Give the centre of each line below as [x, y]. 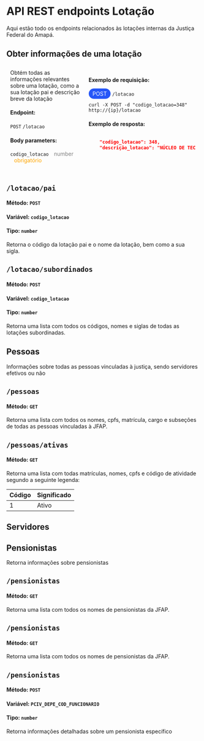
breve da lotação [32, 99]
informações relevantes [40, 79]
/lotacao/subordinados [50, 269]
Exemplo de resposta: [117, 124]
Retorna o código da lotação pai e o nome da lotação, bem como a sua [96, 244]
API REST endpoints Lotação [81, 11]
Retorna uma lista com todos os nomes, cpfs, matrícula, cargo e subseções [101, 420]
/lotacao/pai [31, 188]
